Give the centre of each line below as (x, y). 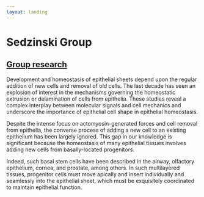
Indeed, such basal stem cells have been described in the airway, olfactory (100, 161)
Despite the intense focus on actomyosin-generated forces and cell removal (102, 123)
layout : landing (27, 12)
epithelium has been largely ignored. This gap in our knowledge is (89, 136)
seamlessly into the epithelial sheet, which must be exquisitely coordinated (100, 181)
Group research (37, 65)
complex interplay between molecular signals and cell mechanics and (94, 105)
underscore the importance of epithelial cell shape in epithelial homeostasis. (102, 112)
